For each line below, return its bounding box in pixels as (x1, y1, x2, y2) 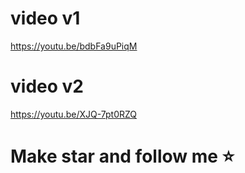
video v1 (10, 7, 81, 30)
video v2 (10, 75, 84, 98)
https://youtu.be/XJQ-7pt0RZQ (10, 108, 138, 120)
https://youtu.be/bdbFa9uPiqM (10, 40, 138, 52)
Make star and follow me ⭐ (10, 145, 235, 168)
